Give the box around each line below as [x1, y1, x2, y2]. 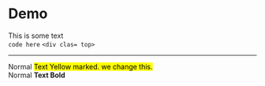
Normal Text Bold [8, 70, 65, 80]
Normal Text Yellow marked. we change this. [8, 62, 153, 71]
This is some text [8, 31, 64, 40]
